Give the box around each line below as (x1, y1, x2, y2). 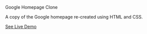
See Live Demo (5, 23, 37, 29)
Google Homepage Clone (5, 4, 58, 10)
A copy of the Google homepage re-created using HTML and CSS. (5, 14, 143, 19)
